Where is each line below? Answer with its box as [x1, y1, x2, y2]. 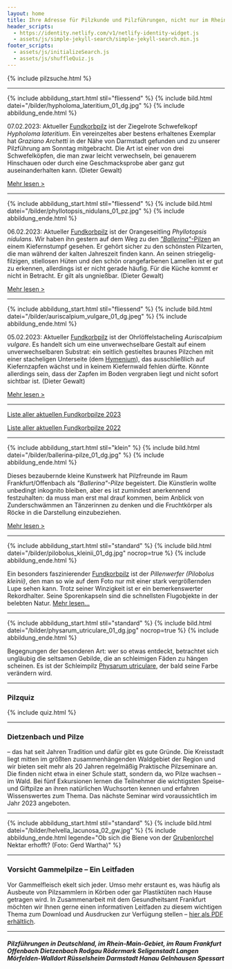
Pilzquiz [7, 693, 35, 702]
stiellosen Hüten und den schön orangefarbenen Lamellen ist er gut [31, 256, 224, 265]
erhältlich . [7, 917, 36, 925]
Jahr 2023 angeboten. [7, 799, 71, 807]
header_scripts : [7, 23, 54, 30]
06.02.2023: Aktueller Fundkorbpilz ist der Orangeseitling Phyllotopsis [7, 227, 207, 236]
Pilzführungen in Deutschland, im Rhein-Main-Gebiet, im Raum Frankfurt [7, 939, 222, 948]
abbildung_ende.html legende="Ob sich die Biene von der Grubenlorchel [7, 834, 214, 842]
